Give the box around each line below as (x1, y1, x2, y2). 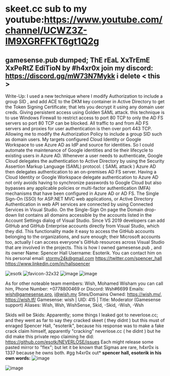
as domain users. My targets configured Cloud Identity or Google (5, 136, 141, 142)
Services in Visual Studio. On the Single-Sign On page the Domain (5, 207, 144, 213)
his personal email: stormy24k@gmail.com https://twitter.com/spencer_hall (5, 255, 162, 261)
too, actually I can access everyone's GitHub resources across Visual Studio (5, 239, 165, 245)
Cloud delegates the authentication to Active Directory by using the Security (5, 158, 165, 164)
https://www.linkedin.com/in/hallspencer (5, 261, 90, 267)
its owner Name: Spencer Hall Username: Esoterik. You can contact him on (5, 250, 162, 256)
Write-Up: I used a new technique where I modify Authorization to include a (5, 93, 163, 99)
